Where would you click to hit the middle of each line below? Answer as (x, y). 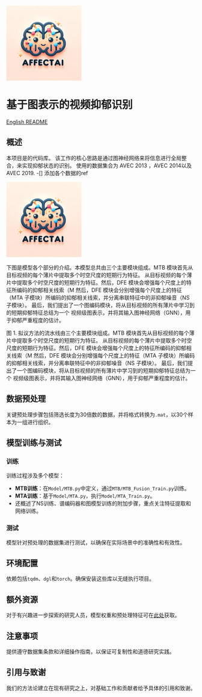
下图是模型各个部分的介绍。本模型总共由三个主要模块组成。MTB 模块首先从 (100, 267)
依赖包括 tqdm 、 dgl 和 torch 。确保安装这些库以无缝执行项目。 (80, 579)
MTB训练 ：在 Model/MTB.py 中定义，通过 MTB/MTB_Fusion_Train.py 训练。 (103, 488)
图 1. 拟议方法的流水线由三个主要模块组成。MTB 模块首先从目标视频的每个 (98, 333)
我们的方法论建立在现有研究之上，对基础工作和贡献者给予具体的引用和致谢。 (101, 688)
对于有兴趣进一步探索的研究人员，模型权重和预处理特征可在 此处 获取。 (93, 615)
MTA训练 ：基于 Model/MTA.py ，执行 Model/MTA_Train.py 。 (85, 496)
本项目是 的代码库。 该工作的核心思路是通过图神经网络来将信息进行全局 (94, 158)
